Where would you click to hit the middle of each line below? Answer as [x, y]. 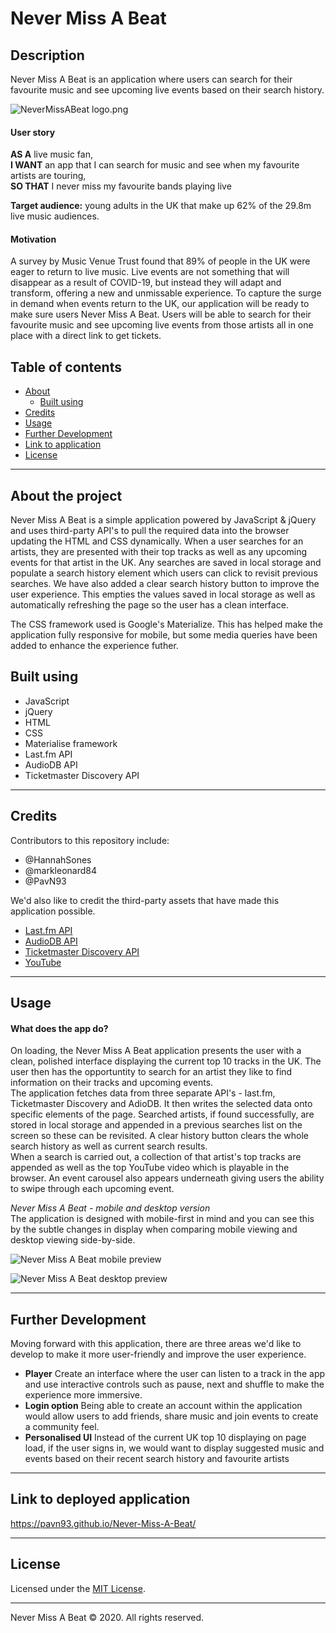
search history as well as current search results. [109, 1146]
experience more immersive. [83, 1395]
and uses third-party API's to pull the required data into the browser [150, 531]
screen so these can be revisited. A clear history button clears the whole [159, 1136]
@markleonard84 [61, 870]
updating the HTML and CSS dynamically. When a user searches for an [157, 541]
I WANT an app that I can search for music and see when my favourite [155, 165]
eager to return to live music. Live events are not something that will [150, 272]
